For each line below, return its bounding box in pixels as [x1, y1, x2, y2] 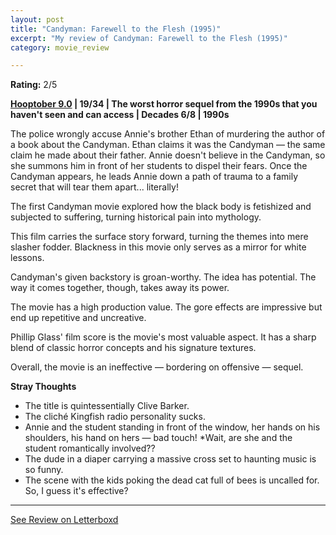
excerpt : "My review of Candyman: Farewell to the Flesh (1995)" [10, 33, 288, 43]
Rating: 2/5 [10, 79, 58, 91]
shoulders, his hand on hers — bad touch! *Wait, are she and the [24, 432, 293, 444]
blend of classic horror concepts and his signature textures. [10, 342, 257, 354]
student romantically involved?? [24, 442, 156, 455]
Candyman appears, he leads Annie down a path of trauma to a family [10, 171, 299, 183]
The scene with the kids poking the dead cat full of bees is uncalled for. [24, 474, 320, 486]
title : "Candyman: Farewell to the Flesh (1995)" [10, 24, 222, 34]
